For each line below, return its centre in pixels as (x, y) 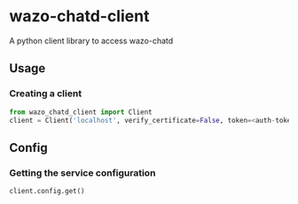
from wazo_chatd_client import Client (81, 112)
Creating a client (46, 94)
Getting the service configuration (82, 172)
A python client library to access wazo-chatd (91, 41)
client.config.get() (47, 192)
